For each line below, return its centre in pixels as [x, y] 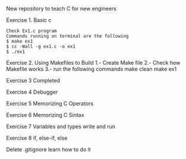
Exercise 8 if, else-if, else [37, 138]
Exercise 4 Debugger [32, 92]
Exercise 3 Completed [33, 80]
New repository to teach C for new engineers [62, 9]
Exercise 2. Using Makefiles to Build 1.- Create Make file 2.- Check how [93, 63]
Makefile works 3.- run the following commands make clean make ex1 [92, 69]
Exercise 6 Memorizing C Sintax [45, 115]
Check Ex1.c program [32, 31]
